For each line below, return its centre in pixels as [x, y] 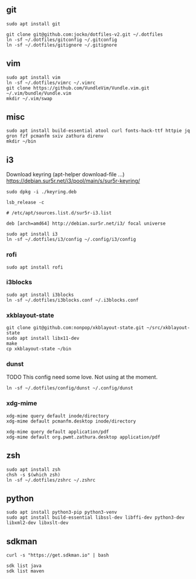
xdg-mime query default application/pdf [58, 432]
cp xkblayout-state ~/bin [39, 349]
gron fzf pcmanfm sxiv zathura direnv [55, 136]
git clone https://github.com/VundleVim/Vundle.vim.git [78, 88]
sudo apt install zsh [33, 469]
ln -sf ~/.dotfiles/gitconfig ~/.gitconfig [62, 40]
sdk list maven [25, 571]
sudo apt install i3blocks [40, 295]
